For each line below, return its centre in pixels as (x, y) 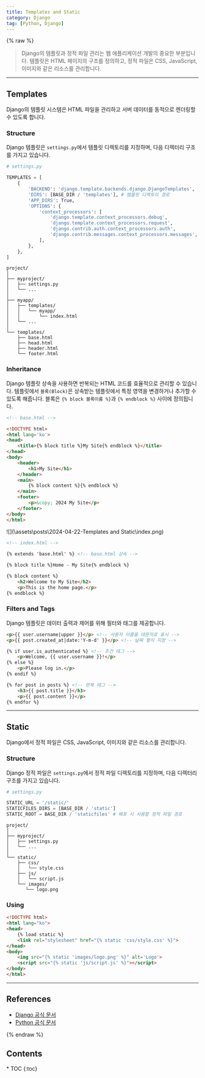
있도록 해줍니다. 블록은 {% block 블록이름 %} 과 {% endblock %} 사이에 (89, 399)
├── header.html (38, 349)
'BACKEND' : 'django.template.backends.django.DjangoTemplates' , (112, 189)
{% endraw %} (25, 1035)
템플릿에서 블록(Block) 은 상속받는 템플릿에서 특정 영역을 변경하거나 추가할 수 (105, 391)
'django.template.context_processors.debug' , (109, 218)
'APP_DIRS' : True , (52, 200)
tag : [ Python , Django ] (35, 23)
